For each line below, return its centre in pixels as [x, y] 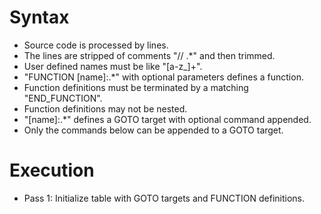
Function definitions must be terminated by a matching [136, 87]
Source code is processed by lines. [96, 45]
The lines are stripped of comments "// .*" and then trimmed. [149, 55]
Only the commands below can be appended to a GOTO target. [153, 130]
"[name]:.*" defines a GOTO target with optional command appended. [167, 119]
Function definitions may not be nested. [105, 108]
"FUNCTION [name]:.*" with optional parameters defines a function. [163, 77]
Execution [52, 170]
